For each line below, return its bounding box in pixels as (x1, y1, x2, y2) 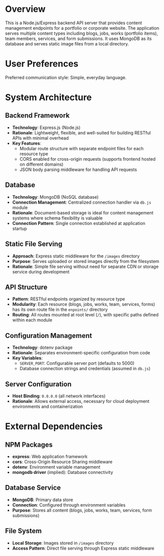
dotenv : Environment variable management (12, 464, 100, 470)
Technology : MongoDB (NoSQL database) (12, 194, 99, 200)
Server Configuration (5, 380, 72, 388)
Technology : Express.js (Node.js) (12, 125, 81, 130)
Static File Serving (5, 240, 63, 248)
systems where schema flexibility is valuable (12, 215, 103, 221)
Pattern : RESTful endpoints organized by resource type (12, 296, 125, 302)
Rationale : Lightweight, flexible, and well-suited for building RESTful (12, 129, 151, 135)
